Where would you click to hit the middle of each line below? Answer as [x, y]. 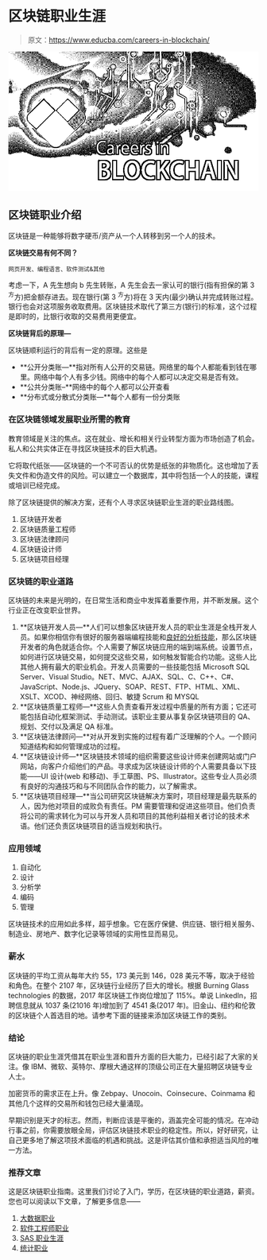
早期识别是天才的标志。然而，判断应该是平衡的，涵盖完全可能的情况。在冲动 [133, 1120]
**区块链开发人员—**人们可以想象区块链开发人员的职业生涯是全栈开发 [135, 627]
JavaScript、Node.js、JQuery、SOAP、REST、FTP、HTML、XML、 [132, 686]
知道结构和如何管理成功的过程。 [72, 746]
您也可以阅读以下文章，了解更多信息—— [74, 1201]
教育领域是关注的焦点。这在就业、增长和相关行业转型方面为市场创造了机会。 [133, 438]
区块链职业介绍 [45, 215]
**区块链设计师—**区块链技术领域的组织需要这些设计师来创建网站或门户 [138, 756]
